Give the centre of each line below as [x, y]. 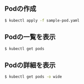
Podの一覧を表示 [30, 37]
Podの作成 [20, 9]
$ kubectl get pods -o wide [33, 77]
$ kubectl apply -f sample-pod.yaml [42, 20]
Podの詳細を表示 [30, 65]
